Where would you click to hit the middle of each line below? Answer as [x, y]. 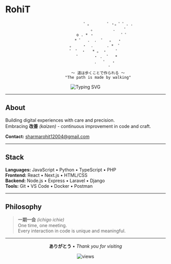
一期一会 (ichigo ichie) [41, 220]
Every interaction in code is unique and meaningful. [72, 231]
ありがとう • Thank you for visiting [85, 246]
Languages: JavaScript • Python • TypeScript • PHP [61, 169]
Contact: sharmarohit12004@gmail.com [48, 136]
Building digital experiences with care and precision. [60, 120]
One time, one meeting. [42, 226]
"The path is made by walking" [98, 77]
